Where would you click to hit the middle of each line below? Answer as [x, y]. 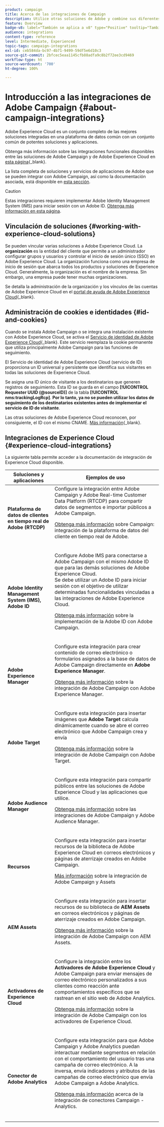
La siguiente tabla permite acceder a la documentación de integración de [79, 457]
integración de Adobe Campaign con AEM [102, 936]
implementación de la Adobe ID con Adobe [103, 622]
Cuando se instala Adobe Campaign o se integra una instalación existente [79, 332]
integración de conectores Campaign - [99, 1100]
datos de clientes [28, 515]
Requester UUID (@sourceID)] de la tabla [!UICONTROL [62, 392]
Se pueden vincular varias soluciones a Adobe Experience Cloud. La [74, 246]
